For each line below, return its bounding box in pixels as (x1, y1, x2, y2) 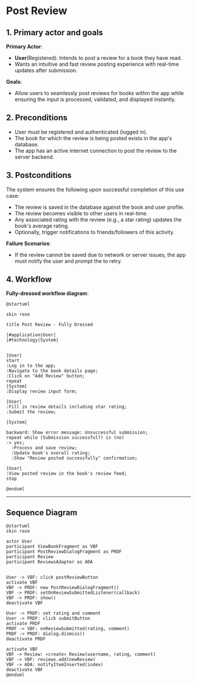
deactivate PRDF (6, 636, 46, 642)
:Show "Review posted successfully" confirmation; (11, 455, 138, 461)
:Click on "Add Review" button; (6, 373, 85, 379)
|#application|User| (6, 332, 57, 338)
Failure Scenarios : (6, 239, 52, 247)
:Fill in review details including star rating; (6, 404, 127, 410)
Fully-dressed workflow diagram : (6, 290, 89, 297)
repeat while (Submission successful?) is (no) (6, 435, 125, 441)
